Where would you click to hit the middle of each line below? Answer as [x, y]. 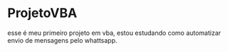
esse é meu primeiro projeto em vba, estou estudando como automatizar [114, 33]
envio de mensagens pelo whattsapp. [62, 40]
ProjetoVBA [42, 13]
